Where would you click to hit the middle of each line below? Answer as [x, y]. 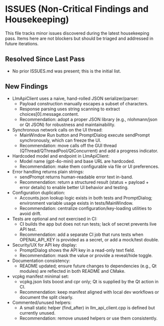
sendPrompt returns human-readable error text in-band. [76, 177]
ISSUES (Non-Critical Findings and [77, 9]
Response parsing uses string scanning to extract [70, 109]
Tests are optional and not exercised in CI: [55, 219]
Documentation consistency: [41, 261]
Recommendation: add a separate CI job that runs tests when [82, 234]
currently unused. [37, 313]
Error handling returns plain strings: [48, 171]
